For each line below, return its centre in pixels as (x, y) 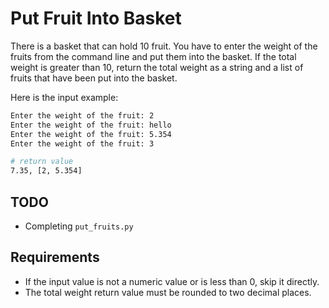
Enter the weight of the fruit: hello (91, 125)
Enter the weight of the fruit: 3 (82, 143)
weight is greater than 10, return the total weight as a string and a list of (157, 67)
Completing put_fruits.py (79, 226)
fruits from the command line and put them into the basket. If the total (153, 56)
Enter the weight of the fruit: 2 (82, 115)
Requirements (55, 257)
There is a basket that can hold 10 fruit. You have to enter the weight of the (164, 46)
